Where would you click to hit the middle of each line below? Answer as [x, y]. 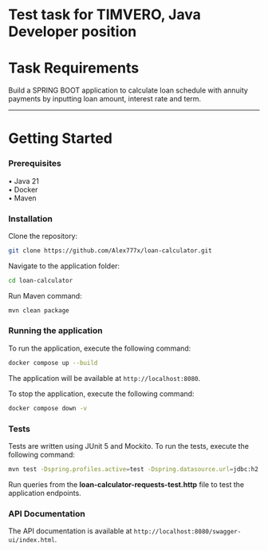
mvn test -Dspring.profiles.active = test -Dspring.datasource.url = [121, 469]
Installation [31, 219]
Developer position [73, 32]
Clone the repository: [43, 236]
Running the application [55, 331]
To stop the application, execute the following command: [101, 394]
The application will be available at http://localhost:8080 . [104, 378]
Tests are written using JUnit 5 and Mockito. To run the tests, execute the [129, 446]
